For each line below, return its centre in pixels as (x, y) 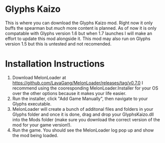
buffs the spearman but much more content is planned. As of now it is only (81, 28)
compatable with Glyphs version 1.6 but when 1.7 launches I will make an (79, 33)
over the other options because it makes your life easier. (69, 93)
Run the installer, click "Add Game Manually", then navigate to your (80, 98)
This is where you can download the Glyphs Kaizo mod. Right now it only (79, 23)
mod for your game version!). (42, 125)
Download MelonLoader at (39, 77)
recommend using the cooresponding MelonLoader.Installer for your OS (85, 88)
